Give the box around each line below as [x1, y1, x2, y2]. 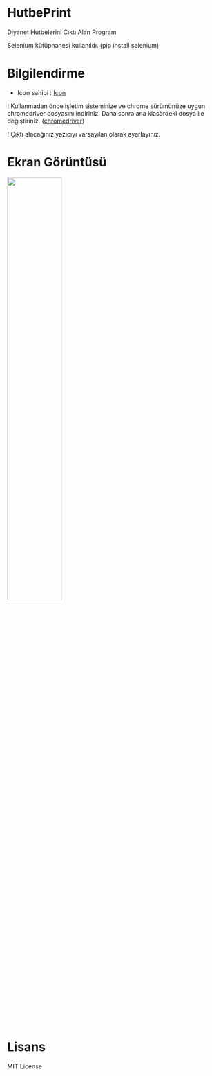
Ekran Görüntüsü [7, 155, 107, 171]
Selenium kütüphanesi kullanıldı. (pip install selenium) [7, 41, 160, 49]
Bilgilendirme [7, 66, 85, 81]
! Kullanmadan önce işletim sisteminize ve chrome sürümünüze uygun [7, 102, 206, 110]
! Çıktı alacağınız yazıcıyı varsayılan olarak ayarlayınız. [7, 130, 161, 138]
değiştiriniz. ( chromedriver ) [7, 116, 85, 125]
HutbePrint [7, 5, 71, 21]
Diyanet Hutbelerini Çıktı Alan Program [7, 28, 117, 36]
